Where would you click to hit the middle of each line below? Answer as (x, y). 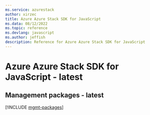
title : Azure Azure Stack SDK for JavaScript (53, 19)
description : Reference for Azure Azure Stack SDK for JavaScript (75, 42)
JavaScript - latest (44, 77)
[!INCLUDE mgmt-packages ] (34, 107)
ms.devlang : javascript (30, 33)
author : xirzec (21, 14)
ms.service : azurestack (30, 10)
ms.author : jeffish (25, 38)
